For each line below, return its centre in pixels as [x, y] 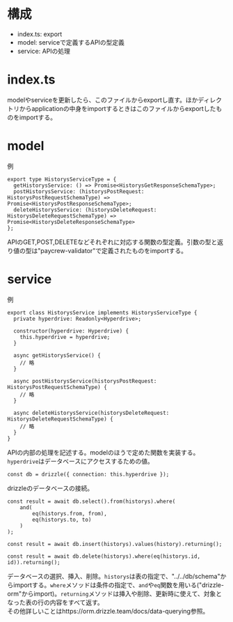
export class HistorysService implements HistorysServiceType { [102, 312]
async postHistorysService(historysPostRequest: [85, 381]
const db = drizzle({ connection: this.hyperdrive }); [88, 474]
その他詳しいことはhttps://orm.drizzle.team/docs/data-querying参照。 [108, 611]
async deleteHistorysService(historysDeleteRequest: [91, 413]
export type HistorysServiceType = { [62, 179]
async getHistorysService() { [57, 355]
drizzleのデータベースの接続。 [50, 488]
